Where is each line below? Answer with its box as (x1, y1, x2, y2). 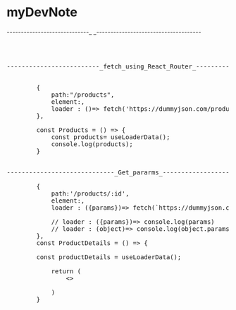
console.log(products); (51, 140, 133, 148)
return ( (51, 267, 82, 275)
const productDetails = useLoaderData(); (36, 253, 182, 261)
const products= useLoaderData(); (51, 133, 170, 141)
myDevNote (6, 4, 78, 20)
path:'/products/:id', (51, 189, 130, 198)
